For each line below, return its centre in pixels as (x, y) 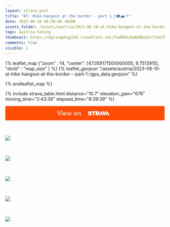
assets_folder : (21, 27)
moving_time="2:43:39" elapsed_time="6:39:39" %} (60, 99)
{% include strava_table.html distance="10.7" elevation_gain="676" (75, 93)
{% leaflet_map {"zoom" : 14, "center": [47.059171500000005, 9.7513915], (82, 63)
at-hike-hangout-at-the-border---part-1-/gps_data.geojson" (68, 74)
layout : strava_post (27, 11)
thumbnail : (17, 37)
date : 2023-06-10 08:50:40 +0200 (40, 21)
